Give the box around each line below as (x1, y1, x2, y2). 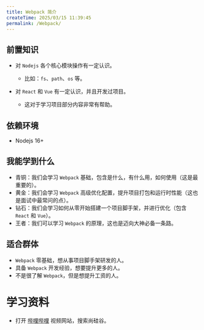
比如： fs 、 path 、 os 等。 (24, 75, 86, 82)
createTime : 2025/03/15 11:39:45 (6, 15, 92, 21)
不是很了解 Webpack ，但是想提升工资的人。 (15, 271, 122, 279)
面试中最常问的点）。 (20, 196, 72, 204)
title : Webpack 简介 (6, 9, 57, 15)
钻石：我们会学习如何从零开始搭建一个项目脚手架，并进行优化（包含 (15, 204, 187, 211)
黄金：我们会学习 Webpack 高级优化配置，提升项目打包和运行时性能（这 (15, 189, 193, 196)
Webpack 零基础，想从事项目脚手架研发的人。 (15, 256, 127, 263)
